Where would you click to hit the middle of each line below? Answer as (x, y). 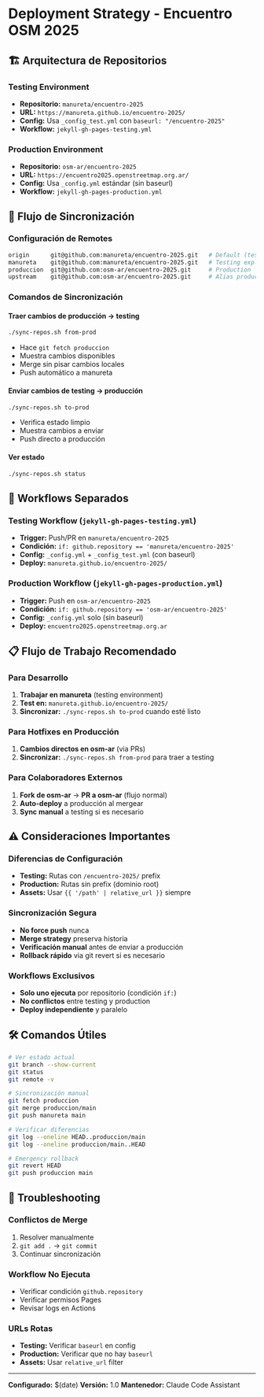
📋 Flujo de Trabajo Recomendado (92, 651)
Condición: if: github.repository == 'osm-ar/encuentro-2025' (123, 609)
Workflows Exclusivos (51, 975)
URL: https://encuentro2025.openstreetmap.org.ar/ (104, 175)
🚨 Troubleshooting (54, 1197)
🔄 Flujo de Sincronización (71, 216)
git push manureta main (47, 1115)
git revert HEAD (35, 1166)
